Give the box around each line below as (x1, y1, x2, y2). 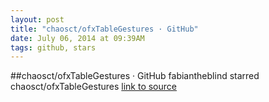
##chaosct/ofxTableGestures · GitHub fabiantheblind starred (10, 70, 260, 82)
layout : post (10, 14, 65, 25)
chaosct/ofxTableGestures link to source (10, 81, 177, 93)
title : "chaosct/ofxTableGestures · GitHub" (10, 24, 199, 34)
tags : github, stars (10, 42, 97, 53)
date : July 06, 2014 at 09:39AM (10, 33, 145, 43)
